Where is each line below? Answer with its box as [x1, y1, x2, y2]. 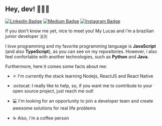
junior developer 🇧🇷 [5, 33, 48, 39]
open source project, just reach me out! [12, 88, 94, 94]
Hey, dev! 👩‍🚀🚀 [5, 5, 50, 13]
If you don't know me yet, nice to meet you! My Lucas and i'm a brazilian [5, 28, 155, 34]
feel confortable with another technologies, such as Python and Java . [5, 53, 149, 60]
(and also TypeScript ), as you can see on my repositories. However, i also [5, 48, 157, 54]
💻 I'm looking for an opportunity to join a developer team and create [12, 98, 154, 104]
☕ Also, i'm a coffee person [12, 115, 69, 121]
